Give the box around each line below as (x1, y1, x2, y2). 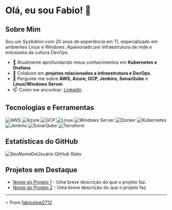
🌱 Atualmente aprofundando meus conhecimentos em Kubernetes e (12, 59, 157, 65)
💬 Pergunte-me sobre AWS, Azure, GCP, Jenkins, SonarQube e (12, 76, 148, 81)
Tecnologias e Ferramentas (5, 103, 95, 112)
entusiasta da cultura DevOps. (5, 50, 69, 55)
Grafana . (12, 65, 32, 71)
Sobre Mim (5, 25, 41, 34)
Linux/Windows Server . (12, 81, 64, 87)
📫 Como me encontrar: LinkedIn (12, 87, 82, 92)
